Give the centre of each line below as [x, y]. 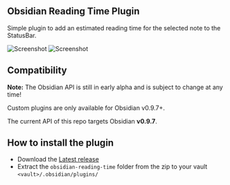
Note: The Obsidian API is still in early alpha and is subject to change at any [115, 87]
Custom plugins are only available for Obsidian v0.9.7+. [86, 108]
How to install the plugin [61, 143]
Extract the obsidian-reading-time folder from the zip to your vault [112, 167]
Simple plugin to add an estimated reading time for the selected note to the [114, 28]
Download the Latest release [58, 159]
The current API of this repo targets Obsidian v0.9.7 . [82, 121]
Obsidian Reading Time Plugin [73, 11]
